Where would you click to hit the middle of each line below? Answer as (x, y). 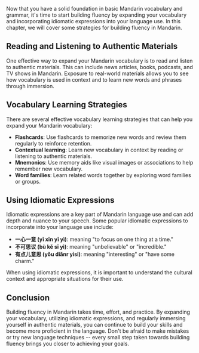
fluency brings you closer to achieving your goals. (68, 344)
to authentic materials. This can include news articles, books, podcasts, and (99, 67)
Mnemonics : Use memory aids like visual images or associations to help (104, 162)
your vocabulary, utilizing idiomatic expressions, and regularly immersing (96, 318)
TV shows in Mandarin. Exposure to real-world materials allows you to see (98, 73)
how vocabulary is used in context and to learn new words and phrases (94, 79)
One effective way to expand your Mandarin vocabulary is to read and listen (99, 61)
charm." (25, 261)
